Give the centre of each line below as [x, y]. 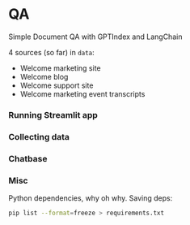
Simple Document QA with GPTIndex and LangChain [95, 37]
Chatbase [28, 158]
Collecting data [39, 136]
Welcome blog [44, 76]
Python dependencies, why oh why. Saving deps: [91, 198]
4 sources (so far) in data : [51, 52]
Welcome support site [57, 85]
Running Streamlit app [53, 115]
